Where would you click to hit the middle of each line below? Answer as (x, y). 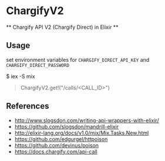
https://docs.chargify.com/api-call (56, 152)
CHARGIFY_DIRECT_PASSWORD (38, 65)
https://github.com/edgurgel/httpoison (61, 139)
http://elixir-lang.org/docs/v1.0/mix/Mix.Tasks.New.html (82, 133)
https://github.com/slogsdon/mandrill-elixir (67, 126)
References (28, 106)
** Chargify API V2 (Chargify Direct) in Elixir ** (62, 27)
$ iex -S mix (21, 76)
